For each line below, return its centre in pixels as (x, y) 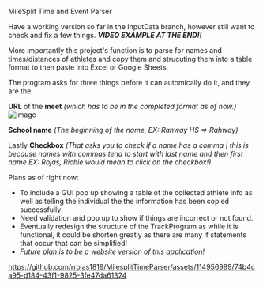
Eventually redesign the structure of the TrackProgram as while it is (129, 226)
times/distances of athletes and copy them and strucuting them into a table (130, 59)
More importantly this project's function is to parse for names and (115, 50)
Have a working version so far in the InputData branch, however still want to (131, 26)
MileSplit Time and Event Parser (60, 11)
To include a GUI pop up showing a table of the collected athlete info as (136, 193)
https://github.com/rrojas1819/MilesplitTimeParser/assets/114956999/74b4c (131, 267)
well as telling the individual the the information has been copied (124, 201)
